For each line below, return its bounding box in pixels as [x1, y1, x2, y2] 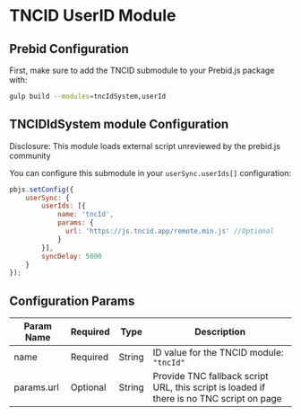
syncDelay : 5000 [41, 252, 102, 261]
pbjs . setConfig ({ [9, 185, 74, 194]
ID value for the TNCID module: [152, 347, 284, 359]
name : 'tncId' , [56, 210, 115, 219]
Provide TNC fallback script [152, 370, 269, 383]
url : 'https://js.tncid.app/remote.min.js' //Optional [65, 226, 275, 236]
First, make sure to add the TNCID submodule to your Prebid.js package [9, 65, 275, 75]
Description [193, 325, 246, 338]
